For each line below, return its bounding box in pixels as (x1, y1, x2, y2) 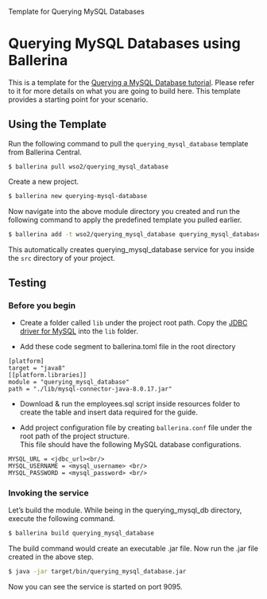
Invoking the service (8, 488, 89, 499)
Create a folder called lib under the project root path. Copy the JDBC (19, 318, 248, 328)
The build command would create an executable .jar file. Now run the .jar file (8, 544, 258, 554)
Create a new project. (8, 177, 79, 186)
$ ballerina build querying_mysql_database (8, 529, 155, 538)
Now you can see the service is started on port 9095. (8, 582, 183, 592)
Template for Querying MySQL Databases (8, 7, 145, 16)
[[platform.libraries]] (8, 371, 87, 379)
